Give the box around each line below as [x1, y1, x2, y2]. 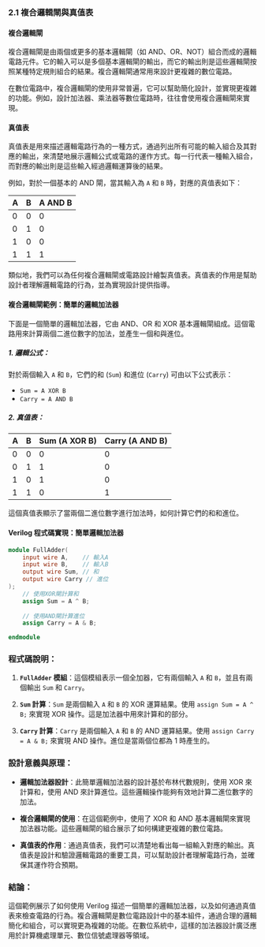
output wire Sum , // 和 [22, 568, 99, 576]
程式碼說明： [8, 654, 58, 665]
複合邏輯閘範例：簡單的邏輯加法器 [8, 300, 119, 309]
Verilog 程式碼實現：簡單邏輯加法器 [8, 528, 125, 538]
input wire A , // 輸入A [22, 554, 109, 561]
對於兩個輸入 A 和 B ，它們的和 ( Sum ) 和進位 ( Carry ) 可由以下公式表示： [8, 369, 233, 379]
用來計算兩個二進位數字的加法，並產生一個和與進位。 [14, 329, 188, 338]
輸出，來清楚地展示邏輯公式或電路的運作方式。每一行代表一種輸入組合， [21, 151, 257, 161]
